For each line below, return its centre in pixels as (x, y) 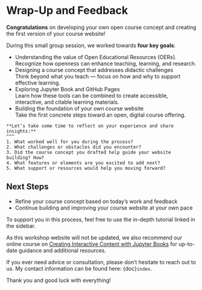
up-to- (187, 244)
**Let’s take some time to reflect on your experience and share (90, 126)
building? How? (25, 158)
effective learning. (37, 83)
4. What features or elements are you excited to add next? (84, 163)
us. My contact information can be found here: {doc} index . (79, 268)
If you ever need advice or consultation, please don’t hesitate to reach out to (101, 262)
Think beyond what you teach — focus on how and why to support (98, 76)
